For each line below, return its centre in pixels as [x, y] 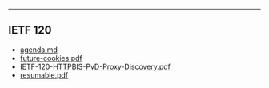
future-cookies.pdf [51, 58]
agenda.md [38, 50]
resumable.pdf [44, 75]
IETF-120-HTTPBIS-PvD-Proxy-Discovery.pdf [95, 66]
